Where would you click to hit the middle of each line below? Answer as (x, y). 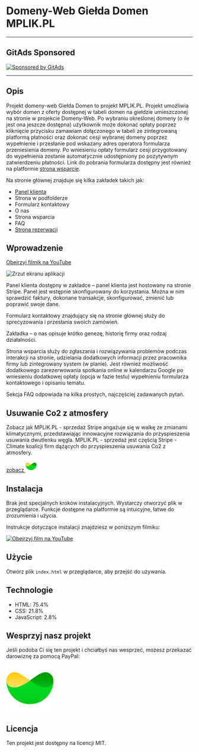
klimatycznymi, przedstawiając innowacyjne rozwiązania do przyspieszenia (98, 434)
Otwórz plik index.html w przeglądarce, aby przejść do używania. (86, 572)
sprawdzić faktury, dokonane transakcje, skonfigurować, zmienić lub (90, 298)
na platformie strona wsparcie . (44, 169)
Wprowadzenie (35, 248)
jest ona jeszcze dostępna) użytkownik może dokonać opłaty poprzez (91, 124)
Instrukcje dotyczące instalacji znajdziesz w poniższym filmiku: (83, 527)
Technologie (30, 590)
